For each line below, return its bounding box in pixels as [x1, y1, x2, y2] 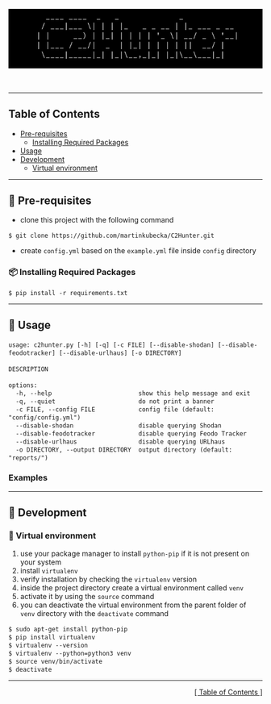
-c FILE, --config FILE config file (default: [15, 405, 215, 414]
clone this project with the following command [19, 215, 174, 225]
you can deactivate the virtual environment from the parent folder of [19, 600, 247, 610]
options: [8, 381, 38, 389]
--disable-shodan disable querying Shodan [15, 421, 222, 430]
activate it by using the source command [19, 591, 155, 601]
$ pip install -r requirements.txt [8, 289, 128, 297]
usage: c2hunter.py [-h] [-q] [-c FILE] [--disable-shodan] [8, 340, 215, 349]
